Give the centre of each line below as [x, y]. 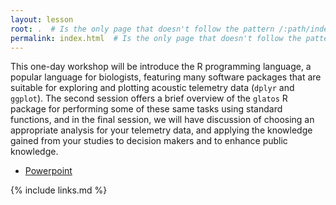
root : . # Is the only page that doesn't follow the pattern [142, 29]
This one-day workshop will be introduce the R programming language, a [161, 67]
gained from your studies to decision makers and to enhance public [149, 141]
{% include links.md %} [59, 190]
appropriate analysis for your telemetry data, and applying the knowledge [161, 130]
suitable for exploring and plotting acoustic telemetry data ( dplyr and [152, 88]
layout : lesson [42, 19]
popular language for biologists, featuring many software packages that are [166, 77]
